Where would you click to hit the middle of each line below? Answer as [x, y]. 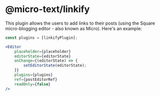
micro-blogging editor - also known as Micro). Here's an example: [74, 28]
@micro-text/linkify [47, 9]
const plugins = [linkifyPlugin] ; [42, 38]
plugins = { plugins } [34, 75]
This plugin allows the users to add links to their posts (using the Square [80, 23]
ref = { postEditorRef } [36, 79]
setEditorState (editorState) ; [55, 66]
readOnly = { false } [33, 84]
